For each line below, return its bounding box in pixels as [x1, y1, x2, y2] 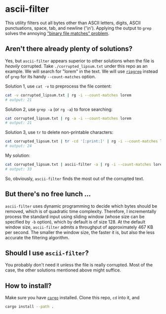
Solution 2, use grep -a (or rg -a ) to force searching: [5, 106, 113, 112]
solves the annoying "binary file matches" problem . [5, 30, 110, 36]
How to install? [5, 281, 52, 290]
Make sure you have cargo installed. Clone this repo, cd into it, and [5, 295, 140, 301]
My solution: [5, 152, 31, 158]
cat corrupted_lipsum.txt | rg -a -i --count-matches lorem [5, 116, 132, 121]
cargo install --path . [5, 304, 54, 310]
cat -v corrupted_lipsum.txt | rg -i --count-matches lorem [5, 92, 132, 97]
